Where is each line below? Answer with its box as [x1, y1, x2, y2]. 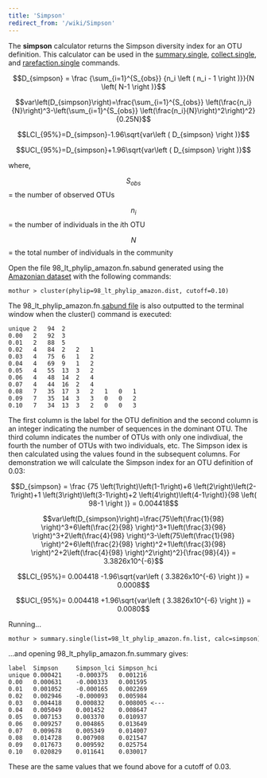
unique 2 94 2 [8, 325, 66, 333]
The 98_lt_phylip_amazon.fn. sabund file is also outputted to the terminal [8, 301, 245, 311]
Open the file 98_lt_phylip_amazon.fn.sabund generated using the [8, 264, 224, 273]
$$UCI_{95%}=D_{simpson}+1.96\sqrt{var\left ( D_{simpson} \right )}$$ [15, 145, 252, 154]
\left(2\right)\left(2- [193, 482, 257, 491]
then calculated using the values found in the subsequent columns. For [8, 449, 241, 459]
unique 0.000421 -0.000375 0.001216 [8, 671, 148, 679]
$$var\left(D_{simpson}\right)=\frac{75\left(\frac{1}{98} [42, 514, 225, 524]
